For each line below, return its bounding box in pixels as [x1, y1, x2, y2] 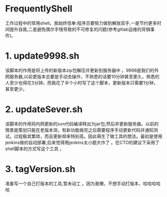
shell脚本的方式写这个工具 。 [5, 145, 64, 152]
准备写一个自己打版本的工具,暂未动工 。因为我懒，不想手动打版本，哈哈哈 [5, 180, 156, 187]
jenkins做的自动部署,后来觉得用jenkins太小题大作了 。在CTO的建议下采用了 [5, 139, 160, 145]
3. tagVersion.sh [5, 164, 76, 175]
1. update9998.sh [5, 50, 80, 62]
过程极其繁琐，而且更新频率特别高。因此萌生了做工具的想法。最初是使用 [13, 133, 163, 139]
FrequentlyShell [5, 3, 73, 14]
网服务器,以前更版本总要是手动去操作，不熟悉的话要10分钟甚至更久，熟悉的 [5, 73, 160, 80]
